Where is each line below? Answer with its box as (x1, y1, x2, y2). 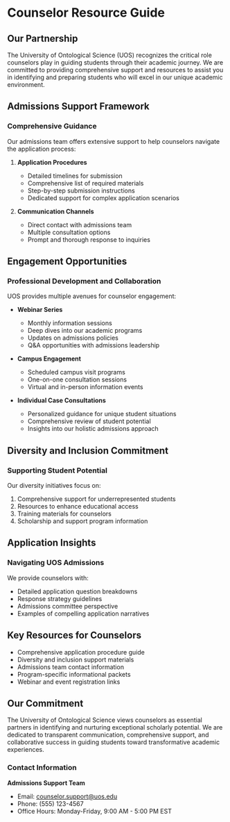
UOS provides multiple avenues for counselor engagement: (7, 292, 177, 300)
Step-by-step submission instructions (27, 186, 135, 195)
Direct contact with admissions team (27, 220, 132, 229)
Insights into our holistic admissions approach (27, 425, 159, 433)
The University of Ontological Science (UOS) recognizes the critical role (7, 51, 213, 59)
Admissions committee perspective (17, 602, 118, 610)
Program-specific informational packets (17, 670, 131, 678)
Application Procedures (17, 158, 88, 166)
